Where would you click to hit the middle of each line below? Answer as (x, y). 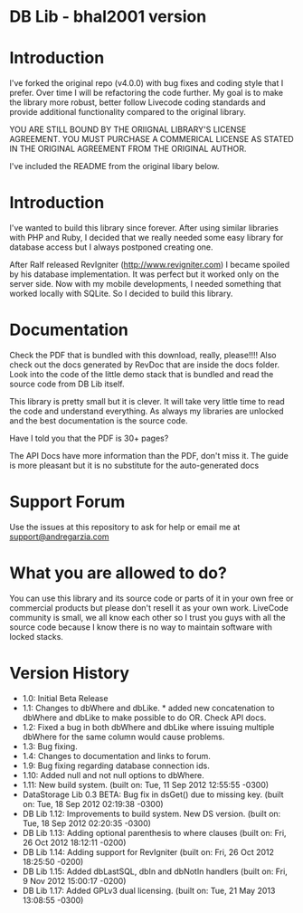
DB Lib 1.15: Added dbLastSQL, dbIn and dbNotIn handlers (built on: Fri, (155, 871)
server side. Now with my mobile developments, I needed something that (146, 284)
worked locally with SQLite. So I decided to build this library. (121, 294)
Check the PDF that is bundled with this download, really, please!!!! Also (143, 355)
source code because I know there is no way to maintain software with (141, 627)
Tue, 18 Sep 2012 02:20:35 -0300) (87, 823)
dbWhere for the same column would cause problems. (123, 737)
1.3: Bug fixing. (50, 746)
